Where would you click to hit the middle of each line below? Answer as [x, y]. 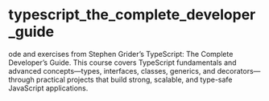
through [21, 79]
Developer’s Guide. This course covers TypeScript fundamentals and [122, 63]
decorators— [239, 71]
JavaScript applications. [48, 88]
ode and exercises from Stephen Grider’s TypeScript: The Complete [121, 54]
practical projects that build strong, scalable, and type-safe [134, 79]
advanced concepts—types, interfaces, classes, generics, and [112, 71]
